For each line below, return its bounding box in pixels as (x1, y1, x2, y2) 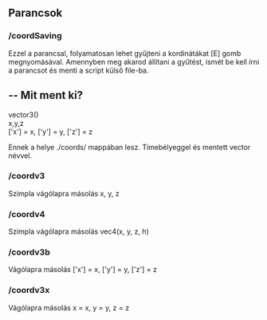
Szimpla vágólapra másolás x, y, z (8, 188, 120, 198)
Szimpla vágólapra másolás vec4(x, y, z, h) (8, 227, 149, 236)
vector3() (8, 109, 39, 119)
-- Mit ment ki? (8, 89, 84, 102)
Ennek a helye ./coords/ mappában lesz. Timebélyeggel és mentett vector (8, 142, 251, 152)
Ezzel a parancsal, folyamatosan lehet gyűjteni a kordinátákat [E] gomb (8, 48, 241, 58)
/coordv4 (8, 208, 45, 219)
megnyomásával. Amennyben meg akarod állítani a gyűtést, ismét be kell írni (8, 57, 260, 66)
